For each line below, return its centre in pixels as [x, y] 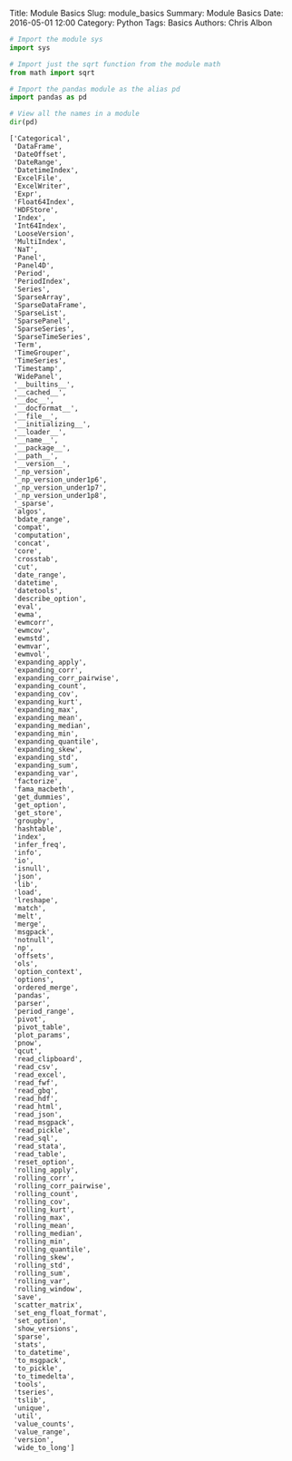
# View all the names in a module [75, 114]
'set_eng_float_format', [60, 1313]
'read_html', [38, 1106]
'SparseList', [40, 313]
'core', [28, 551]
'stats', [30, 1345]
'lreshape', [36, 901]
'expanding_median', [52, 726]
